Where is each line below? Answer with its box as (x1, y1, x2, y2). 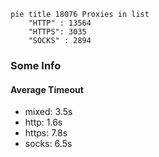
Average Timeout (10, 83, 84, 95)
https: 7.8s (24, 127, 68, 139)
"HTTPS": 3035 (28, 27, 87, 37)
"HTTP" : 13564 (28, 18, 92, 28)
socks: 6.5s (24, 138, 73, 150)
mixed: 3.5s (24, 106, 73, 118)
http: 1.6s (24, 116, 63, 129)
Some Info (10, 58, 62, 72)
